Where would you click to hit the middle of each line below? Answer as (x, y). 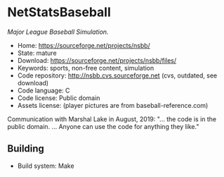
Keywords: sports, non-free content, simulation (86, 68)
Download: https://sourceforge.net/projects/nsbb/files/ (97, 60)
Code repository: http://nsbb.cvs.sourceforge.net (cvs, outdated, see (117, 75)
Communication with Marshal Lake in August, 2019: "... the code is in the (112, 119)
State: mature (37, 53)
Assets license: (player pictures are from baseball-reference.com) (113, 105)
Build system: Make (46, 166)
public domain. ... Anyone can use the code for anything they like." (103, 126)
